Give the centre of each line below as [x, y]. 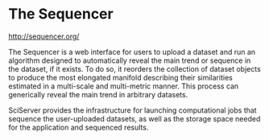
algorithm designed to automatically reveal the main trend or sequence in [130, 60]
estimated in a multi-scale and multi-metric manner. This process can [124, 86]
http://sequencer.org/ [44, 36]
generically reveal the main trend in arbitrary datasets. [98, 94]
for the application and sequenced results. [79, 127]
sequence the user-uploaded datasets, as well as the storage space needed [134, 118]
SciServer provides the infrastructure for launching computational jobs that [132, 110]
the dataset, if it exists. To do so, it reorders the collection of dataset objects [135, 68]
